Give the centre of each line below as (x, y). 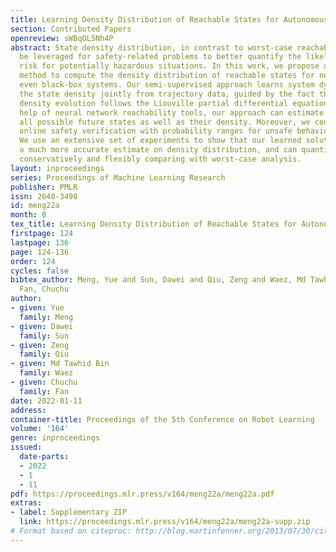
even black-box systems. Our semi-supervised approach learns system (167, 85)
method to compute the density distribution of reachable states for (167, 76)
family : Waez (46, 373)
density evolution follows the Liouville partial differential (153, 103)
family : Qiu (44, 354)
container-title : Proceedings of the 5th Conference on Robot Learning (162, 419)
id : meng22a (35, 206)
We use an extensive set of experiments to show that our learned (160, 141)
